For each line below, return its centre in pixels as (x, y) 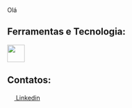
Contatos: (29, 80)
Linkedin (28, 98)
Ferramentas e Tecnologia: (67, 31)
